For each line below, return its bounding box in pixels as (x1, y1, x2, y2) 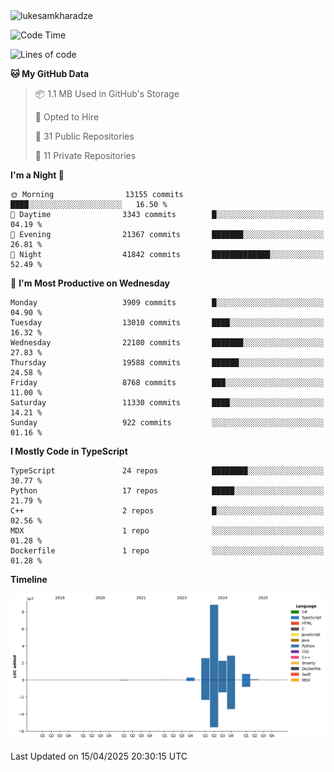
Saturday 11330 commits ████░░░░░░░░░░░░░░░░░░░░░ (10, 398, 325, 408)
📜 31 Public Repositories (34, 130, 135, 142)
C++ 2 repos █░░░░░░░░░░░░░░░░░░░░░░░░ (10, 506, 325, 516)
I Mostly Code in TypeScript (10, 445, 128, 457)
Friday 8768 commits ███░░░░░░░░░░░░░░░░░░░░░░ (10, 378, 325, 388)
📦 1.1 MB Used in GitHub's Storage (34, 88, 180, 99)
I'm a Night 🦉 (10, 169, 65, 181)
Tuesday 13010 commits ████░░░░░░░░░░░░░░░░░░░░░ (10, 318, 325, 328)
